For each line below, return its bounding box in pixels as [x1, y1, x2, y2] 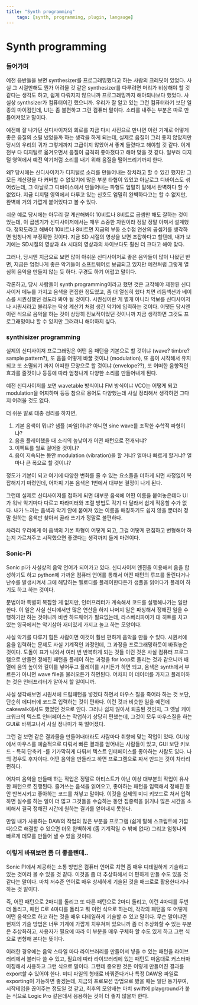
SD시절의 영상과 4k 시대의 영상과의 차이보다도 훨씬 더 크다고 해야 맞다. [21, 240, 185, 248]
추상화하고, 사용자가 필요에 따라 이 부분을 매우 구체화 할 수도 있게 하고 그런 [12, 927, 184, 935]
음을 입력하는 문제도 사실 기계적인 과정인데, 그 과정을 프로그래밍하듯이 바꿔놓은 [6, 641, 188, 648]
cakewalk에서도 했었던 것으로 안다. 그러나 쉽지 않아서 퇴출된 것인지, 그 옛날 [6, 705, 180, 712]
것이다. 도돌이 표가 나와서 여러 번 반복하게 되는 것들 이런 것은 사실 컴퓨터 [6, 648, 173, 655]
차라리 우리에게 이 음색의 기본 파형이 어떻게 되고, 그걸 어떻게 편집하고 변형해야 [6, 527, 186, 534]
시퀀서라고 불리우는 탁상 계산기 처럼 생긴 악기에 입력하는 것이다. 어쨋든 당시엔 [12, 303, 191, 310]
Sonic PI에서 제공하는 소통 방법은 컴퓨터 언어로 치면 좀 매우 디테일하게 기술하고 [6, 863, 189, 870]
